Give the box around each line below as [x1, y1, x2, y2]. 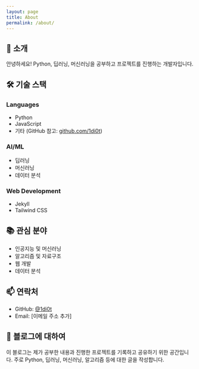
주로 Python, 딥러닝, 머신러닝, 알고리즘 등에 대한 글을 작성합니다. [14, 356, 165, 363]
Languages [6, 100, 40, 108]
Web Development [6, 187, 61, 196]
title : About [6, 14, 39, 20]
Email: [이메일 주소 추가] [14, 312, 72, 320]
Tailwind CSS [14, 207, 48, 214]
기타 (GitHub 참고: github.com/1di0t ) [14, 127, 102, 134]
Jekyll [14, 200, 30, 207]
